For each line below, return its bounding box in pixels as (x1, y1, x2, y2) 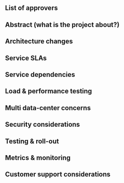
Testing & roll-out (5, 137, 60, 145)
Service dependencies (5, 70, 75, 79)
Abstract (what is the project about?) (5, 21, 120, 29)
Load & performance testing (5, 87, 92, 95)
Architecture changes (5, 37, 73, 46)
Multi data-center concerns (5, 104, 91, 112)
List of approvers (5, 4, 58, 12)
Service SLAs (5, 54, 47, 62)
